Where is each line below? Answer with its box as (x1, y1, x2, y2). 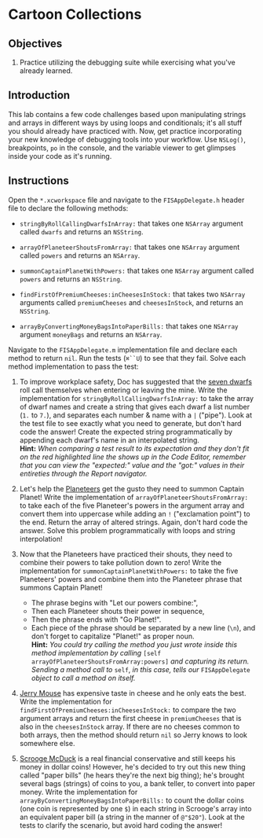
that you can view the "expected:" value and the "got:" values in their (19, 460, 245, 469)
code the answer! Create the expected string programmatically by (19, 427, 233, 436)
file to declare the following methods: (8, 203, 129, 213)
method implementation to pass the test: (8, 362, 139, 371)
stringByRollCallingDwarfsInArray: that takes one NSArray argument (19, 219, 243, 228)
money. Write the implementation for (19, 787, 138, 796)
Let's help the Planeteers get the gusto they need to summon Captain (19, 483, 245, 493)
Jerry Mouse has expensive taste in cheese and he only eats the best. (19, 688, 247, 697)
